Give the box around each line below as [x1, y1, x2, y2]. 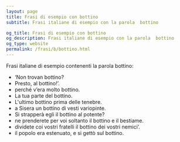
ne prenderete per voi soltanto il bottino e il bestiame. [14, 117, 144, 124]
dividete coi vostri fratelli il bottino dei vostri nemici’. [14, 123, 141, 130]
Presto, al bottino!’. [14, 79, 60, 86]
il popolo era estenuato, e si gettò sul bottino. [14, 129, 124, 136]
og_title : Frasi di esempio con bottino [6, 30, 107, 36]
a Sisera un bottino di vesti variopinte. [14, 105, 106, 112]
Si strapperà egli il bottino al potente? [14, 110, 105, 117]
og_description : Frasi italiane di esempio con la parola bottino [6, 36, 175, 41]
